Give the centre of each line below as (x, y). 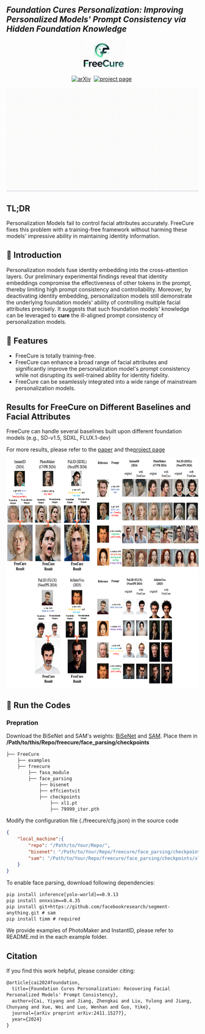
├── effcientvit (59, 791)
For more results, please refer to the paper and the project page (86, 450)
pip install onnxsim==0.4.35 (43, 901)
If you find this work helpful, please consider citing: (71, 971)
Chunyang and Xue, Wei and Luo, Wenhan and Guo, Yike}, (79, 1007)
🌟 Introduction (34, 255)
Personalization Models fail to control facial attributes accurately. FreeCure (100, 223)
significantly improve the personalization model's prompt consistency (103, 368)
